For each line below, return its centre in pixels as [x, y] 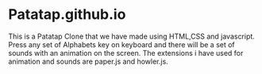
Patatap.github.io [67, 15]
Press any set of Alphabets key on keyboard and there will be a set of [122, 44]
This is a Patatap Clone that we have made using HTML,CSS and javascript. [132, 36]
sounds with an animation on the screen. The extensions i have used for [126, 53]
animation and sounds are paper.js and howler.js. [88, 61]
